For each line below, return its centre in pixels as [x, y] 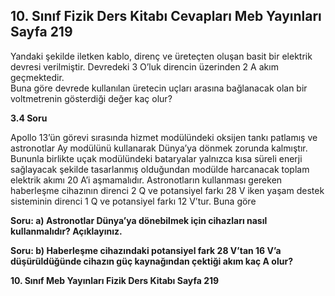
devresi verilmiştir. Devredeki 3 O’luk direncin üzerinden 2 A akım [144, 66]
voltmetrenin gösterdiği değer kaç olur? [91, 98]
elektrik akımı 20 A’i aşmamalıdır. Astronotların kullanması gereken [146, 180]
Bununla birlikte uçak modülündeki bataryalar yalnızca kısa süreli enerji [156, 158]
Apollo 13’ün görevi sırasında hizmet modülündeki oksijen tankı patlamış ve [164, 137]
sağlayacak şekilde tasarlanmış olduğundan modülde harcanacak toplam [160, 169]
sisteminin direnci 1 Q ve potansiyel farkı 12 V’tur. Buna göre [133, 201]
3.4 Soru [29, 118]
